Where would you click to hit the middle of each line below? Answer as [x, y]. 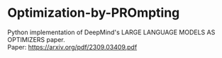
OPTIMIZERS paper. [36, 39]
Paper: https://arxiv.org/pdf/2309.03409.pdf [72, 47]
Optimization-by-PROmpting [94, 13]
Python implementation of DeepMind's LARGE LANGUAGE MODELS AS [111, 32]
